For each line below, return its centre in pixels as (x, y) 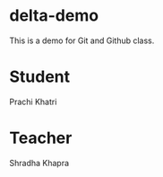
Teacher (41, 138)
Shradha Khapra (39, 163)
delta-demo (54, 16)
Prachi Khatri (33, 102)
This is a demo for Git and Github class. (82, 40)
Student (40, 77)
